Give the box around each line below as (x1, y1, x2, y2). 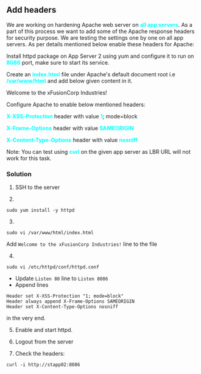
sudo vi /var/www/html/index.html (6, 230, 94, 236)
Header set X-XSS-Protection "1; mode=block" (6, 293, 124, 300)
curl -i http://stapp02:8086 (6, 362, 80, 368)
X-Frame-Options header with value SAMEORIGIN (6, 124, 134, 132)
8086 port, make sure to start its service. (6, 59, 110, 66)
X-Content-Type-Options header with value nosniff (6, 136, 138, 143)
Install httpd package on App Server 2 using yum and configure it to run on (6, 52, 194, 60)
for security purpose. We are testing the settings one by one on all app (6, 34, 184, 41)
